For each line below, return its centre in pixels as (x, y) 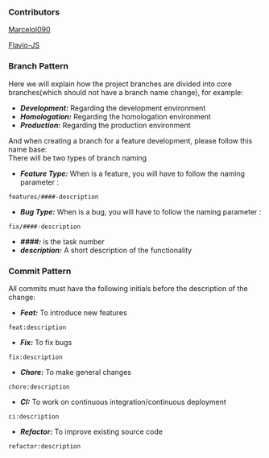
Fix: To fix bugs (46, 342)
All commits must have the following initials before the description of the (128, 288)
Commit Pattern (40, 271)
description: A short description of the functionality (106, 250)
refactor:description (45, 446)
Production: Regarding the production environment (105, 125)
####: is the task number (62, 241)
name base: (28, 149)
